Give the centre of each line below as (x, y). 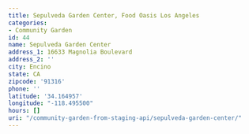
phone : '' (25, 89)
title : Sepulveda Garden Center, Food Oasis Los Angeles (104, 15)
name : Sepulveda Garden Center (60, 45)
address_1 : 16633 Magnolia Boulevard (70, 52)
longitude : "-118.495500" (51, 103)
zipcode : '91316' (37, 81)
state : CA (25, 74)
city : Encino (30, 67)
